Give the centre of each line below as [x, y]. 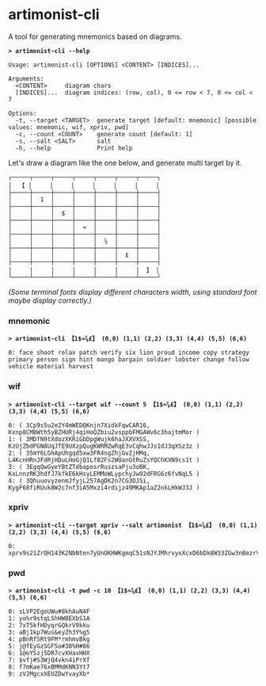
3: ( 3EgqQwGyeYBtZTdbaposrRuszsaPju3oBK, [79, 467]
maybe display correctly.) [50, 300]
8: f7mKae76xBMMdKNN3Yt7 [49, 667]
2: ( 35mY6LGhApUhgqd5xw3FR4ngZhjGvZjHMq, [79, 453]
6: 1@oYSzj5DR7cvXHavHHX [49, 654]
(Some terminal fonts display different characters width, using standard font [133, 292]
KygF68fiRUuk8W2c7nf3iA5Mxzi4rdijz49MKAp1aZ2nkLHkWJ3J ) [104, 488]
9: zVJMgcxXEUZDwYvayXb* [49, 674]
